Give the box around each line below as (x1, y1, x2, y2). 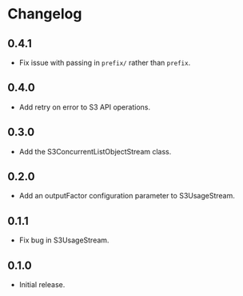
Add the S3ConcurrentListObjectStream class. (18, 146, 172, 156)
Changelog (7, 5, 82, 23)
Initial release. (18, 280, 66, 290)
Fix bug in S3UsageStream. (18, 235, 110, 245)
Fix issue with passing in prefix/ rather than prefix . (18, 58, 191, 67)
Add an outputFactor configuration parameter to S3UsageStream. (18, 191, 235, 201)
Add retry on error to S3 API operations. (18, 102, 151, 112)
